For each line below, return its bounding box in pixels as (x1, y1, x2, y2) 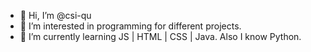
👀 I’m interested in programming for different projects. (19, 20, 242, 32)
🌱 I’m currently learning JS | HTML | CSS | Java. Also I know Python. (19, 31, 302, 42)
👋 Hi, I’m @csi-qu (19, 10, 92, 21)
